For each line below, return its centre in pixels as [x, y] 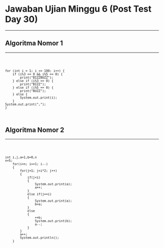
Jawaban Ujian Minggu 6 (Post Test [78, 9]
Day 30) [21, 19]
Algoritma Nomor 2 [35, 130]
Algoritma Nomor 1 [34, 43]
